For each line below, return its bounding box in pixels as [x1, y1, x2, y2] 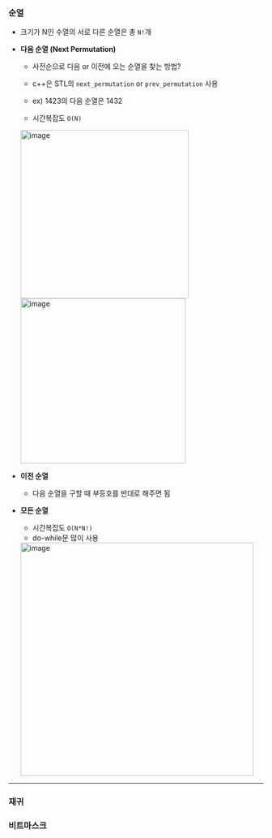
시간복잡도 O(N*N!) [32, 523, 93, 533]
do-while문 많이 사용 [32, 533, 99, 543]
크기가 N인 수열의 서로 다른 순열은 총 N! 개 [19, 27, 152, 37]
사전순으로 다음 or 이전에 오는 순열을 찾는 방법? [32, 62, 181, 71]
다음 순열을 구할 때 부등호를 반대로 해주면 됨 [32, 488, 171, 498]
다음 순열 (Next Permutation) [19, 45, 117, 54]
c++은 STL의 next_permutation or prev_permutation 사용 [32, 79, 219, 88]
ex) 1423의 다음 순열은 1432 [32, 96, 123, 106]
